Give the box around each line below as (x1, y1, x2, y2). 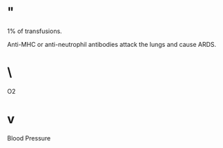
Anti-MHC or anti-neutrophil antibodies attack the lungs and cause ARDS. (7, 40, 217, 48)
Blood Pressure (7, 134, 51, 142)
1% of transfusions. (7, 27, 62, 35)
